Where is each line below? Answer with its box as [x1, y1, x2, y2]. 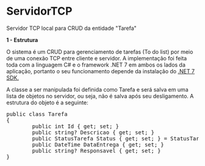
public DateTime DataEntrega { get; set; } [32, 141, 165, 148]
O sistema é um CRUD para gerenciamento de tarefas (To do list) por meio [6, 48, 193, 56]
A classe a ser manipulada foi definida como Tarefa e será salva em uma [6, 85, 189, 93]
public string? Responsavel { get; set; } [32, 147, 161, 154]
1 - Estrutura [6, 36, 38, 43]
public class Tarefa [6, 110, 68, 117]
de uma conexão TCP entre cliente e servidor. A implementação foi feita [6, 54, 187, 62]
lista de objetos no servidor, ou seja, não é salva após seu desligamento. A [6, 92, 194, 99]
